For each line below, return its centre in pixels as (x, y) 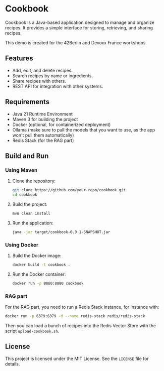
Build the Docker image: (37, 256)
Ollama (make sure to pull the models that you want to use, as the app (83, 129)
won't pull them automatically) (43, 135)
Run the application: (33, 223)
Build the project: (30, 204)
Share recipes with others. (39, 81)
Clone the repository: (34, 181)
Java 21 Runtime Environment (42, 114)
